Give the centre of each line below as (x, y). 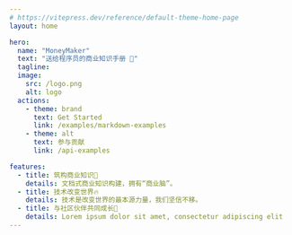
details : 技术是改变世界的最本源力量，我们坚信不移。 (114, 200)
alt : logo (44, 92)
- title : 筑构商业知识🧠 (58, 175)
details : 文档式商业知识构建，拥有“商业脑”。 (101, 183)
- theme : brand (54, 109)
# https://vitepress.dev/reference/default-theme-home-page (124, 17)
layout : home (34, 26)
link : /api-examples (71, 151)
